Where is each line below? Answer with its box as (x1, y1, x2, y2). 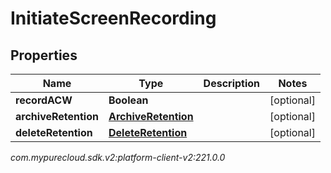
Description (203, 77, 261, 90)
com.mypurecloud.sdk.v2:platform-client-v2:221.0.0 (10, 152, 226, 163)
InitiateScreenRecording (10, 7, 217, 30)
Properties (10, 47, 78, 64)
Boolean (108, 93, 149, 107)
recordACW (15, 93, 73, 107)
